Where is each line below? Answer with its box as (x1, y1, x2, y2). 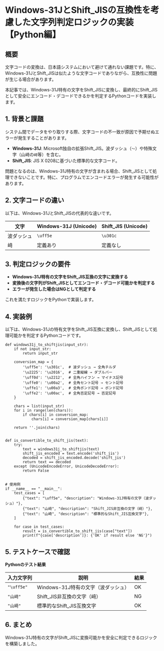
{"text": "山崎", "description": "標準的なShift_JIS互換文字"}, (23, 511, 149, 516)
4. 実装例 (5, 312, 32, 321)
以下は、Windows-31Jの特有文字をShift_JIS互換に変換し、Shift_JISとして (5, 326, 153, 332)
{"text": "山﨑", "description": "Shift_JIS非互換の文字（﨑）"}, (23, 507, 153, 511)
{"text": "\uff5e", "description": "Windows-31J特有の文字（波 (23, 496, 149, 501)
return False (23, 468, 49, 473)
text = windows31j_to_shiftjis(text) (23, 447, 99, 452)
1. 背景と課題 (5, 115, 44, 123)
